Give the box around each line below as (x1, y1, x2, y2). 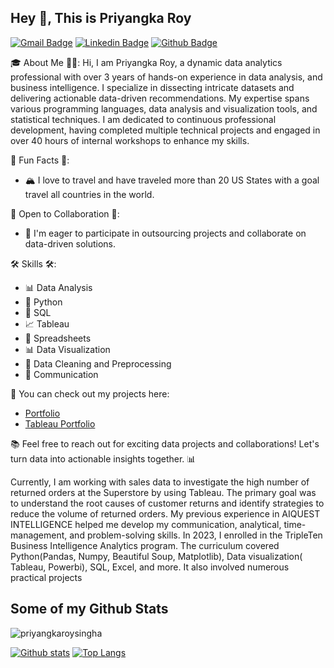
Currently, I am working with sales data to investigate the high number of (10, 476, 310, 488)
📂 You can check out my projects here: (10, 387, 170, 400)
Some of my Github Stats (10, 601, 169, 618)
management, (10, 529, 68, 541)
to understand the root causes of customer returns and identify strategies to (10, 497, 325, 509)
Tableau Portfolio (24, 417, 96, 430)
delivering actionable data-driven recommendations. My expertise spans (10, 92, 310, 104)
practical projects (10, 571, 83, 583)
